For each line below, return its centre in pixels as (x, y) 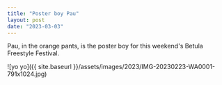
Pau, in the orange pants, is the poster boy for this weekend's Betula (105, 46)
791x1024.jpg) (27, 74)
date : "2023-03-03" (35, 26)
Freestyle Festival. (33, 53)
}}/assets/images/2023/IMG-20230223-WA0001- (144, 67)
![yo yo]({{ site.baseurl (39, 67)
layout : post (26, 20)
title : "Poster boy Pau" (43, 13)
